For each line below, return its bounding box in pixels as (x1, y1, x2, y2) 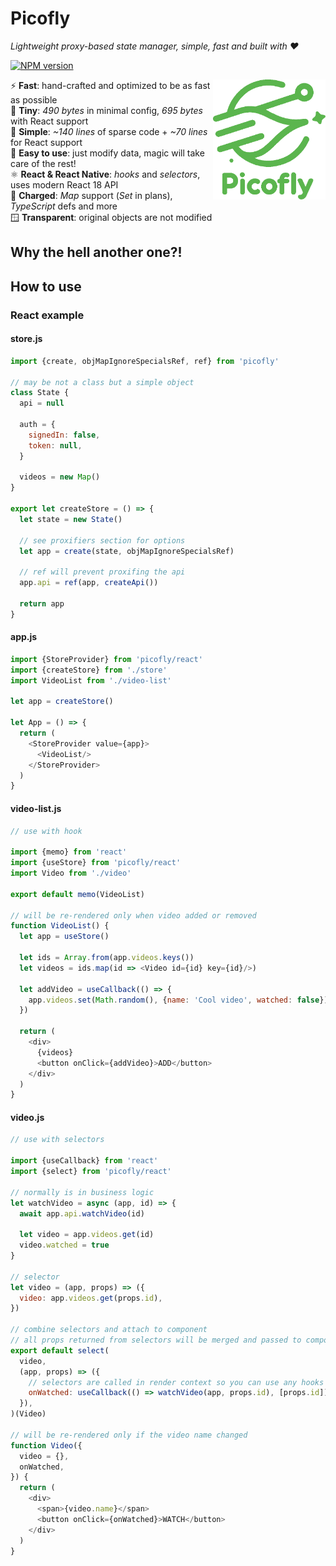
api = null (19, 398, 65, 409)
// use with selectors (10, 1135, 105, 1145)
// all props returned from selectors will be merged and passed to (10, 1335, 302, 1346)
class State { (10, 388, 70, 398)
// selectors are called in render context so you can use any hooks (28, 1377, 325, 1387)
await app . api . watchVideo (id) (19, 1208, 145, 1219)
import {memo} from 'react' (10, 847, 128, 857)
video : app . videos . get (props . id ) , (19, 1293, 163, 1303)
